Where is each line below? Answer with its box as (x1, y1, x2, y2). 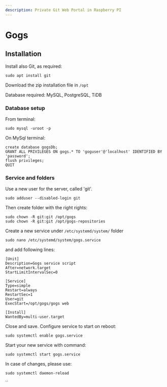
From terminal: (5, 116, 36, 122)
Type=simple (5, 283, 30, 288)
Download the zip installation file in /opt (5, 82, 89, 88)
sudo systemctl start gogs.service (5, 352, 81, 357)
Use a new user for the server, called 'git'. (5, 186, 92, 192)
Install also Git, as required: (5, 63, 62, 69)
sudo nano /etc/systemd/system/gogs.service (5, 238, 101, 243)
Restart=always (5, 288, 38, 293)
